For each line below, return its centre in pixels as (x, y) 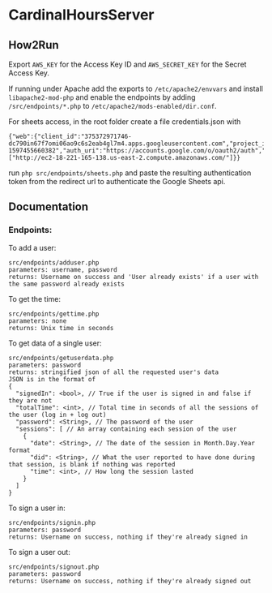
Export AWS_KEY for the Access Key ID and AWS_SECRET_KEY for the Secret (127, 64)
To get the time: (34, 299)
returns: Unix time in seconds (61, 328)
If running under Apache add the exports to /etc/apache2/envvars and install (136, 88)
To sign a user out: (39, 552)
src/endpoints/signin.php (52, 522)
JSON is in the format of (52, 379)
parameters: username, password (63, 269)
